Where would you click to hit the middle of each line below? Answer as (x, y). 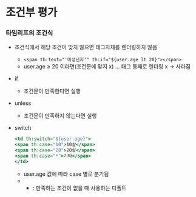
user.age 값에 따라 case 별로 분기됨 (66, 174)
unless (23, 103)
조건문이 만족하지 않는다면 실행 (60, 116)
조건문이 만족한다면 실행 (52, 91)
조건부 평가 (32, 12)
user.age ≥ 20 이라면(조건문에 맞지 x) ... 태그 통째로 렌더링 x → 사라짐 (107, 67)
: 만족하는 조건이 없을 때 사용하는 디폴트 (79, 188)
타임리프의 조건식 (29, 33)
